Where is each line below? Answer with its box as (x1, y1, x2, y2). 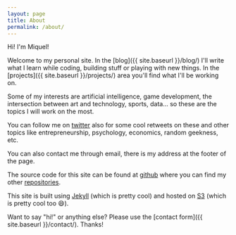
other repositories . (7, 178, 61, 186)
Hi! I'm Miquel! (7, 43, 49, 51)
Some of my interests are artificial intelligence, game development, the (7, 92, 213, 101)
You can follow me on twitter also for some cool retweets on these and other (7, 121, 230, 129)
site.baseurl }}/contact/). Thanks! (7, 220, 104, 229)
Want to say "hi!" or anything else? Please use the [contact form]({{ (7, 212, 203, 222)
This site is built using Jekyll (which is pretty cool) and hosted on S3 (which (7, 191, 227, 201)
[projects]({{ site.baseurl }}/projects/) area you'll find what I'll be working (7, 71, 219, 80)
